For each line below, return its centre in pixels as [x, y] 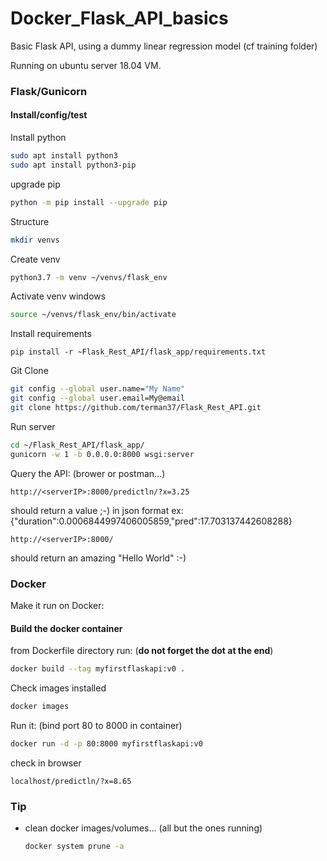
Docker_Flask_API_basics [119, 18]
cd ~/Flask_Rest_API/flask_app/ [77, 445]
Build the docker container [66, 628]
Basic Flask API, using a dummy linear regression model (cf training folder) [164, 46]
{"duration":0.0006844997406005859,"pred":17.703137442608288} [151, 521]
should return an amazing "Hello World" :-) [98, 558]
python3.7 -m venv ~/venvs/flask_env [89, 277]
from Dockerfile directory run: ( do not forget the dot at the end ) [142, 651]
